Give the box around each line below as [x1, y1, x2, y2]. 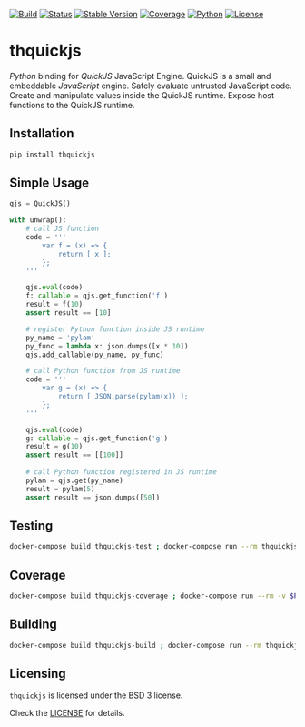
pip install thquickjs [9, 150, 95, 159]
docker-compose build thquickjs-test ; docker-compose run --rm [9, 542, 258, 551]
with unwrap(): [9, 216, 67, 225]
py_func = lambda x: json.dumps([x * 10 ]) [25, 341, 189, 350]
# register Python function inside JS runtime [25, 324, 205, 334]
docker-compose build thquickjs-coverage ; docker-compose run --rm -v [9, 591, 286, 601]
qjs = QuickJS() [9, 199, 71, 208]
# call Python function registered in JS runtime [25, 468, 218, 477]
